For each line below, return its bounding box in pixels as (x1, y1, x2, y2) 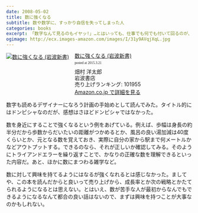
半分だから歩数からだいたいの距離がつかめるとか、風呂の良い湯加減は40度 (6, 129, 189, 136)
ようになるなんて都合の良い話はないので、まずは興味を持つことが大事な (16, 193, 192, 201)
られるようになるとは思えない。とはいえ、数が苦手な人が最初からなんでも (6, 186, 187, 193)
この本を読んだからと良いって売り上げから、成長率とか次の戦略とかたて (16, 179, 192, 186)
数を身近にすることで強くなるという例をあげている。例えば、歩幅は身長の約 (6, 121, 193, 128)
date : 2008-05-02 (6, 8, 49, 15)
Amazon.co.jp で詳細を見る (74, 88, 141, 96)
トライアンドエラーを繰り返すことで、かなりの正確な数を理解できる (11, 151, 177, 158)
